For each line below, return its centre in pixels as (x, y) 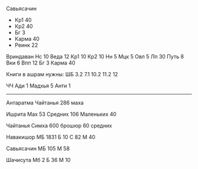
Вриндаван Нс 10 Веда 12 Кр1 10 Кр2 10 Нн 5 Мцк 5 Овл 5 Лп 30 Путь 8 (95, 56)
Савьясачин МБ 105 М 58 (38, 148)
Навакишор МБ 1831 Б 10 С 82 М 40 (51, 137)
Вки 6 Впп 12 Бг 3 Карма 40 (41, 63)
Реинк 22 (26, 45)
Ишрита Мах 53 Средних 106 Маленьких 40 (61, 114)
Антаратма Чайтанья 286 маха (45, 103)
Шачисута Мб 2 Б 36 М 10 (38, 160)
